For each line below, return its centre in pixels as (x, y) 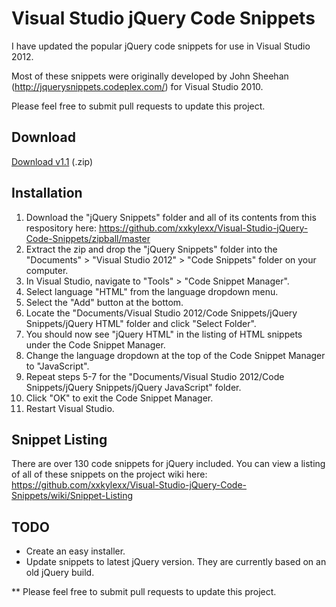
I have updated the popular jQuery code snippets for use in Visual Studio (161, 46)
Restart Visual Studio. (70, 408)
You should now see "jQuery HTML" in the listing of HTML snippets (164, 334)
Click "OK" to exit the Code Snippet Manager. (119, 398)
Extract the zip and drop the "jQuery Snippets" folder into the (151, 249)
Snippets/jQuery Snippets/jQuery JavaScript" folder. (133, 387)
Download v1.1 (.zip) (52, 161)
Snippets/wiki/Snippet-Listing (72, 496)
